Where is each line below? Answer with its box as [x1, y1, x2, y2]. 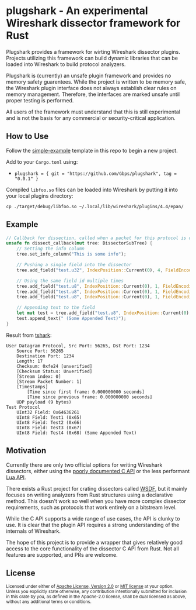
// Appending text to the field [16, 305, 95, 311]
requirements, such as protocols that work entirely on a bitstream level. [6, 504, 177, 511]
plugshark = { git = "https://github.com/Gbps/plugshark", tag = [14, 171, 177, 177]
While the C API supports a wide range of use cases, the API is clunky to [6, 515, 180, 522]
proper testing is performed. [6, 97, 74, 104]
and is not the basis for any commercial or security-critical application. [6, 114, 176, 121]
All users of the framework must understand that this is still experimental [6, 108, 181, 115]
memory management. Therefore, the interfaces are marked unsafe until [6, 91, 180, 98]
